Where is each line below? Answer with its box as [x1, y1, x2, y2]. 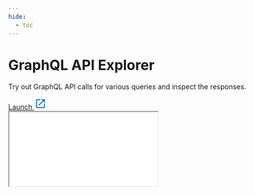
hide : [8, 13, 26, 21]
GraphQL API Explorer [8, 56, 155, 74]
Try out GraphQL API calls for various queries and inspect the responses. [8, 82, 247, 92]
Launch [8, 103, 33, 112]
